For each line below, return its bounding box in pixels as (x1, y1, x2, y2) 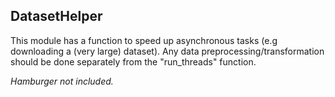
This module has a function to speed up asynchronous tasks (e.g (10, 34, 278, 46)
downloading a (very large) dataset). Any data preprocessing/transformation (10, 45, 325, 57)
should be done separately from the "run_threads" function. (10, 55, 257, 68)
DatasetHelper (10, 8, 103, 25)
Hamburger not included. (10, 75, 114, 87)
